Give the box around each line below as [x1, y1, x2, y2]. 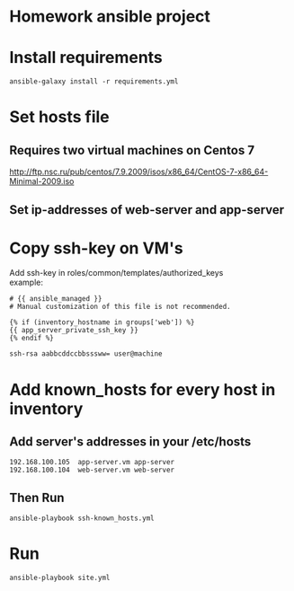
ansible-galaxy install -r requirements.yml [9, 77, 179, 86]
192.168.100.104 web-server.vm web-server [9, 465, 175, 475]
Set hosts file [9, 107, 110, 128]
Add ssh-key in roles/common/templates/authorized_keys [9, 268, 224, 278]
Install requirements [9, 48, 164, 68]
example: [9, 277, 43, 288]
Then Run [9, 490, 65, 505]
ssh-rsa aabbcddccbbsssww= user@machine [9, 349, 164, 358]
